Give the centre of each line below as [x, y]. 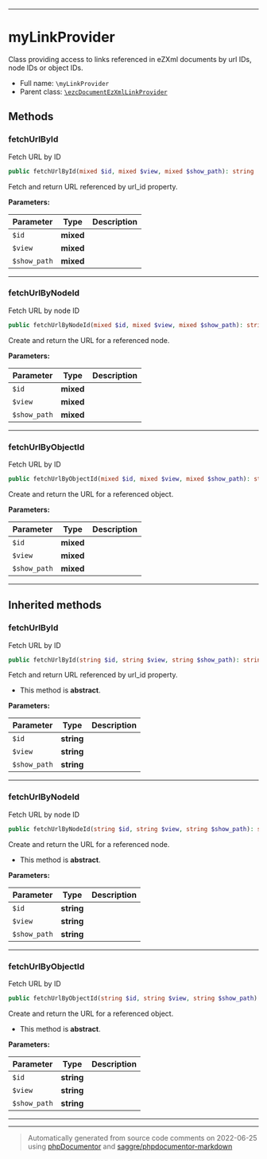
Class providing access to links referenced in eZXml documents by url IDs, [130, 59]
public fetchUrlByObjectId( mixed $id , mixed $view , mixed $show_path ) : [129, 478]
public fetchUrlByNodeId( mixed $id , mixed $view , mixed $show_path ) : [126, 325]
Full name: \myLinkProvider [64, 83]
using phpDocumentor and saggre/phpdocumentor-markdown [130, 1146]
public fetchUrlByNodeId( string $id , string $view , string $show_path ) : [131, 829]
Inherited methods [55, 605]
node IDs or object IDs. [46, 68]
